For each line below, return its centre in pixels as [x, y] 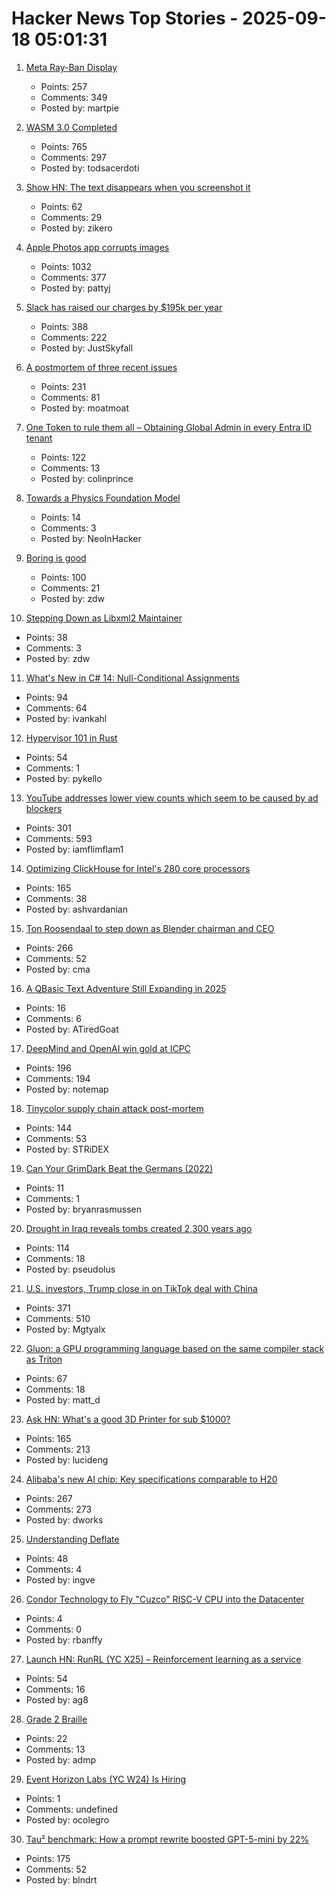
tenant [39, 438]
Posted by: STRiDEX [67, 1149]
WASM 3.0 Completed [71, 127]
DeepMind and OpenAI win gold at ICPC [108, 1048]
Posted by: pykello [64, 778]
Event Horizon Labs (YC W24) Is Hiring [106, 1779]
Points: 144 [49, 1128]
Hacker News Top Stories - [125, 18]
